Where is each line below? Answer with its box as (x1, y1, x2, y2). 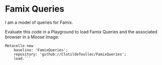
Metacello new (5, 43, 34, 48)
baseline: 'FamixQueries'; (14, 48, 68, 52)
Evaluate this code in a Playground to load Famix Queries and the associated (5, 29, 158, 34)
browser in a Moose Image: (5, 34, 59, 40)
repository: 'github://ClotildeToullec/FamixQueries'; (14, 52, 127, 57)
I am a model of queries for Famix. (5, 19, 74, 25)
